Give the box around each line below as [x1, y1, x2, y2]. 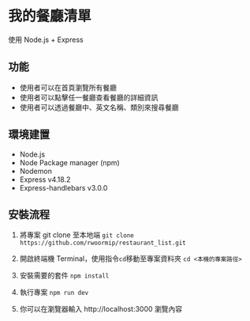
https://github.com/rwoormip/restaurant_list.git [19, 239, 187, 247]
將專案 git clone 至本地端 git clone [19, 230, 134, 240]
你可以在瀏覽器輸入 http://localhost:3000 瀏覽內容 [19, 304, 183, 314]
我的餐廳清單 [8, 7, 92, 25]
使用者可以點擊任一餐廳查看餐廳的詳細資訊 [19, 93, 159, 102]
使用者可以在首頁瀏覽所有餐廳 [19, 82, 117, 92]
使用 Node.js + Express [8, 35, 84, 44]
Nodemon [19, 166, 53, 176]
